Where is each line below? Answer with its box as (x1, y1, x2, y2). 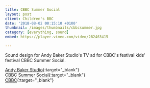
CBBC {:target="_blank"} (5, 77, 54, 83)
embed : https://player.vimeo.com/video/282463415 (5, 35, 109, 40)
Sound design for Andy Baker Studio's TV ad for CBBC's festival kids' (5, 52, 146, 58)
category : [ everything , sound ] (5, 30, 69, 35)
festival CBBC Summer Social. (5, 57, 66, 63)
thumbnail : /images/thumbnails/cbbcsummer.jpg (5, 25, 102, 30)
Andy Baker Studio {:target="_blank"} (5, 66, 80, 72)
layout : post (5, 12, 32, 17)
